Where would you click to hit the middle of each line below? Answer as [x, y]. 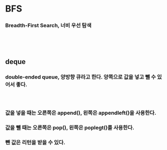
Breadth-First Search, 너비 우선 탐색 [48, 26]
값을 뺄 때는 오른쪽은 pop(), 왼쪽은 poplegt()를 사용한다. [70, 128]
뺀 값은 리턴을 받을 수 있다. [35, 142]
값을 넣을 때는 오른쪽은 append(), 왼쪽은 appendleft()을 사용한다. [81, 113]
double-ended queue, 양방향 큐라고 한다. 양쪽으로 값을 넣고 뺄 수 [80, 77]
